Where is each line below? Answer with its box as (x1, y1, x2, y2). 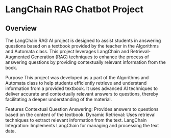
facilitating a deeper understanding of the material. (5, 96, 112, 102)
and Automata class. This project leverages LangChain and (5, 49, 129, 54)
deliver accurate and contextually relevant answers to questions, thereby (5, 91, 159, 97)
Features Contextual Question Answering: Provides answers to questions (5, 106, 159, 112)
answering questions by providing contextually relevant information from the (5, 59, 166, 65)
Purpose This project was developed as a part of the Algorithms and (5, 75, 149, 80)
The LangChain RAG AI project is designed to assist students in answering (5, 37, 161, 43)
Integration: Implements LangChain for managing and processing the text (5, 123, 159, 128)
